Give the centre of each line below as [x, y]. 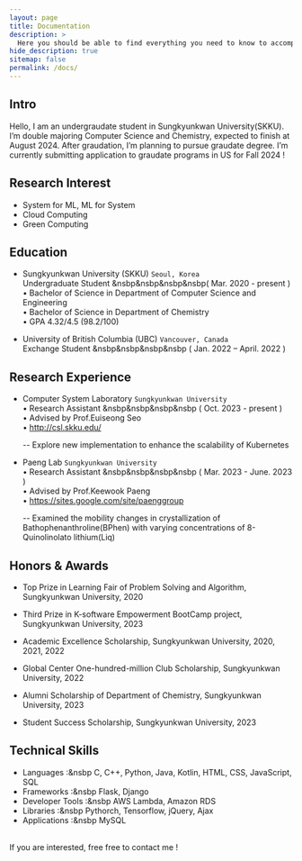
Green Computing [55, 224]
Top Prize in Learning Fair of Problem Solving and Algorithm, [134, 587]
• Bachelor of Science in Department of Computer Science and [139, 293]
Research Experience [71, 377]
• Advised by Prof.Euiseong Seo [82, 418]
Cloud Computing [55, 214]
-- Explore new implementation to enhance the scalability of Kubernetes [155, 445]
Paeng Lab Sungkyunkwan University [89, 462]
